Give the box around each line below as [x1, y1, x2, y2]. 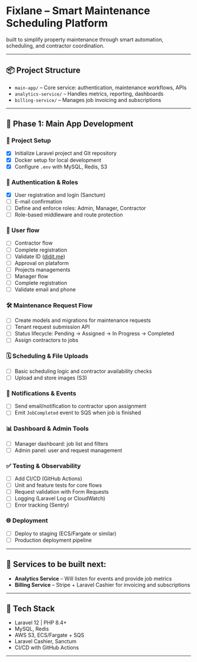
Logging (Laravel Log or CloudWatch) [14, 495, 106, 502]
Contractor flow [14, 239, 53, 247]
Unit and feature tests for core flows [14, 482, 103, 489]
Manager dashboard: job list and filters [14, 440, 108, 447]
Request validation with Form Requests [14, 488, 109, 495]
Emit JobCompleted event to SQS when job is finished [14, 409, 141, 416]
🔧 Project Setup [6, 137, 52, 145]
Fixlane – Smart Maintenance [6, 4, 151, 18]
